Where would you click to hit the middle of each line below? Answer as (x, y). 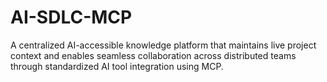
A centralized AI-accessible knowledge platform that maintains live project (163, 45)
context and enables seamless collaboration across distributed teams (153, 55)
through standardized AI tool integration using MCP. (117, 66)
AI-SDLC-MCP (71, 17)
